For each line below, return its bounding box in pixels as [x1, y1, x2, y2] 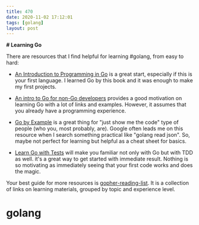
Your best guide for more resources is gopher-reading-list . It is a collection [6, 179, 189, 187]
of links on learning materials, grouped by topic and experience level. [6, 186, 175, 193]
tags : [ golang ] [6, 20, 44, 25]
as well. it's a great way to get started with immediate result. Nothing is [14, 155, 189, 163]
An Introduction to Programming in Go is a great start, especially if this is [14, 70, 192, 78]
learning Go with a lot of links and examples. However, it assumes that [14, 101, 187, 108]
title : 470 [6, 8, 33, 15]
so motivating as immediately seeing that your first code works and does [14, 162, 193, 169]
